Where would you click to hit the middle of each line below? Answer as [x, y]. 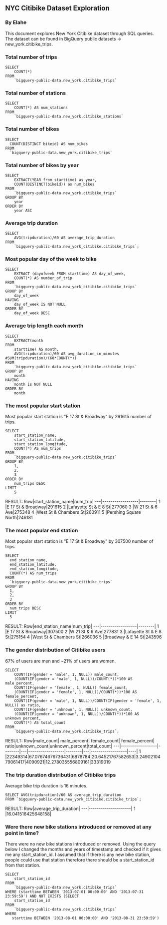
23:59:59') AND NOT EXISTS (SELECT [42, 896]
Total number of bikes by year [42, 165]
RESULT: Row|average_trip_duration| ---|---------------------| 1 [70, 808]
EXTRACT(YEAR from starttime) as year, [56, 180]
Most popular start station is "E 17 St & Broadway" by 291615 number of [79, 417]
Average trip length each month [44, 326]
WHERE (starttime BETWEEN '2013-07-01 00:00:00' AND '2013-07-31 [74, 892]
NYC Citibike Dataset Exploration [57, 8]
